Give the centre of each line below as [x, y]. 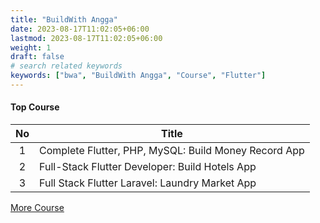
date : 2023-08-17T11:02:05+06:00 [80, 29]
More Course [37, 208]
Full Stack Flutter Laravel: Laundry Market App [148, 183]
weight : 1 [31, 47]
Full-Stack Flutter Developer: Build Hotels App [148, 167]
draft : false [37, 57]
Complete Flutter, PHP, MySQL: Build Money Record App [172, 151]
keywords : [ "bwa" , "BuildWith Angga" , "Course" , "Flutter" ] [138, 76]
